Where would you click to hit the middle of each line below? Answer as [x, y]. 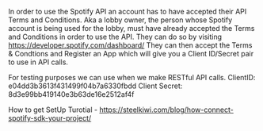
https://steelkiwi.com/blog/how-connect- [166, 110]
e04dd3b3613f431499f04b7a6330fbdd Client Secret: [95, 86]
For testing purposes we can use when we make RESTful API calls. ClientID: [132, 77]
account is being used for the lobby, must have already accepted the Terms [131, 28]
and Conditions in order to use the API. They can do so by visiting [115, 37]
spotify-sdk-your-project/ [50, 118]
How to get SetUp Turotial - [53, 110]
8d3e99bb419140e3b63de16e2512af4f [71, 94]
